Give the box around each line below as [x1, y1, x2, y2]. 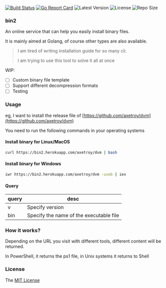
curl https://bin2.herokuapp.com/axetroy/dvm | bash [5, 150, 117, 155]
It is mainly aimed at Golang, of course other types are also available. [5, 38, 147, 44]
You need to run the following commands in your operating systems [5, 127, 145, 133]
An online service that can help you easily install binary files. [5, 28, 130, 34]
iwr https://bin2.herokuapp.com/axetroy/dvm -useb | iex [5, 172, 126, 177]
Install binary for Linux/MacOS [5, 139, 70, 145]
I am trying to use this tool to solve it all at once [17, 57, 115, 63]
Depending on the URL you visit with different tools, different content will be [5, 238, 161, 244]
